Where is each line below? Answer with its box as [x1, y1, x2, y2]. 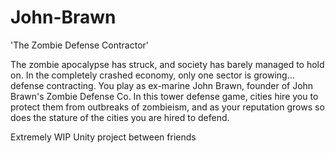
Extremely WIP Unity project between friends [10, 131, 197, 143]
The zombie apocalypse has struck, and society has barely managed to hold [10, 58, 325, 70]
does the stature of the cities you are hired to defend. [10, 111, 230, 123]
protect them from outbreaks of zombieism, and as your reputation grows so [10, 101, 325, 113]
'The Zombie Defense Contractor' [10, 39, 150, 51]
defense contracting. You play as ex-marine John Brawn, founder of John [10, 79, 314, 91]
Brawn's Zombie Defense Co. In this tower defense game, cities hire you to [10, 90, 319, 102]
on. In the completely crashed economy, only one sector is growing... [10, 69, 295, 81]
